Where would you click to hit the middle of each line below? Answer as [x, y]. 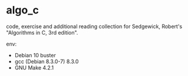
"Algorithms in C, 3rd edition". [42, 32]
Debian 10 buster [35, 55]
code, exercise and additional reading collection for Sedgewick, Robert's [94, 26]
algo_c [23, 10]
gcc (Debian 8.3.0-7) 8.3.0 [47, 61]
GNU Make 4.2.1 [34, 67]
